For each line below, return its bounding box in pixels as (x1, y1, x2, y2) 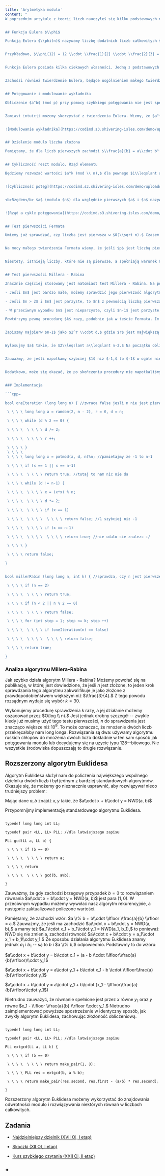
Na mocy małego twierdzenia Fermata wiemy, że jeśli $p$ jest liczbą (5, 246, 151, 251)
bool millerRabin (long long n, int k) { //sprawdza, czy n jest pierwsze (5, 574, 162, 579)
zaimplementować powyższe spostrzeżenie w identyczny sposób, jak (5, 1008, 146, 1014)
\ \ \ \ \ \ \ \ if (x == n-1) (7, 525, 74, 530)
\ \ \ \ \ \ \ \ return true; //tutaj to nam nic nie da (7, 472, 129, 477)
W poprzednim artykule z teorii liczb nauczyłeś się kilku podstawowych (5, 16, 157, 21)
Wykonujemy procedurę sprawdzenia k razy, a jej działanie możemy (5, 708, 142, 714)
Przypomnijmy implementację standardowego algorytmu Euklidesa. (5, 807, 141, 813)
